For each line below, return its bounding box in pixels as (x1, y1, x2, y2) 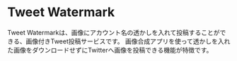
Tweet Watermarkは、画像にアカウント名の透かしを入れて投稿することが (7, 28, 221, 36)
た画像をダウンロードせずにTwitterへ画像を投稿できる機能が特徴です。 (7, 46, 213, 54)
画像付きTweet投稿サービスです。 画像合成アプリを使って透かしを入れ (25, 36, 231, 46)
